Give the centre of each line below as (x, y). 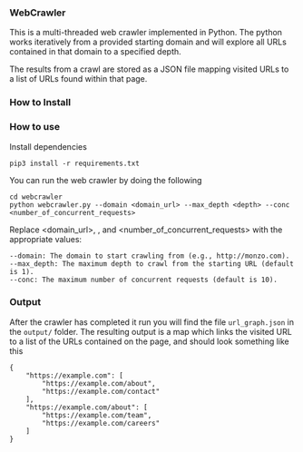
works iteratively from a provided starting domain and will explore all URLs (148, 42)
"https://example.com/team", (97, 415)
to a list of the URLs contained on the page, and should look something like (150, 341)
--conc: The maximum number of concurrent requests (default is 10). (144, 280)
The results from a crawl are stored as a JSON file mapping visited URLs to (149, 69)
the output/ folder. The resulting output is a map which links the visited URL (151, 331)
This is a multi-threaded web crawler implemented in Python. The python (146, 33)
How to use (35, 127)
